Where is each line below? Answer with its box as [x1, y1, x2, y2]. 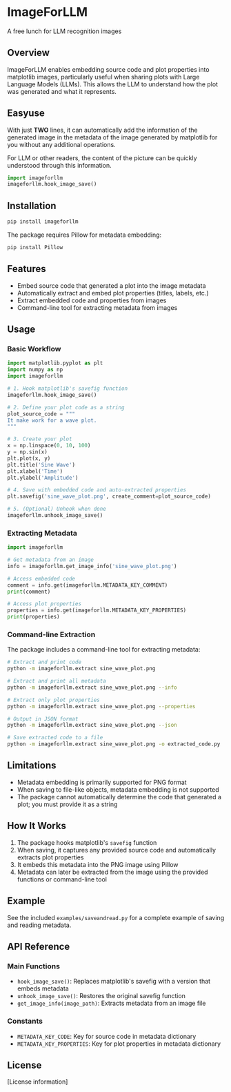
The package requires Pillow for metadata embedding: [7, 231, 162, 239]
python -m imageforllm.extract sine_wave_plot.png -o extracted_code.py [7, 741, 221, 748]
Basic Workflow [7, 344, 61, 353]
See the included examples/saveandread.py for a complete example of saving [7, 913, 225, 922]
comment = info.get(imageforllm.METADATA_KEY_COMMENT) [7, 581, 168, 589]
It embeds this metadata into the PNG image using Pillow [17, 860, 179, 868]
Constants [7, 1016, 43, 1026]
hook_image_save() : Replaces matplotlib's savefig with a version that [17, 977, 211, 986]
